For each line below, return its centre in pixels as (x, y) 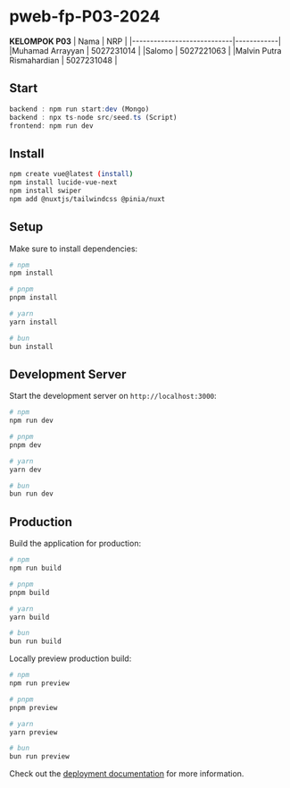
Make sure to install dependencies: (74, 249)
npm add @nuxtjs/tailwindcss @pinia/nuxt (87, 199)
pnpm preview (33, 708)
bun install (31, 346)
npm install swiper (46, 191)
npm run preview (39, 683)
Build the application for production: (75, 544)
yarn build (29, 617)
